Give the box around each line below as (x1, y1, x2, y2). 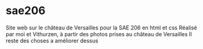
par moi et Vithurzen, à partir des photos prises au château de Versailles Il (6, 30, 192, 37)
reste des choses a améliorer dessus (6, 37, 98, 44)
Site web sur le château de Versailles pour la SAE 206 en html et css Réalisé (6, 24, 197, 31)
